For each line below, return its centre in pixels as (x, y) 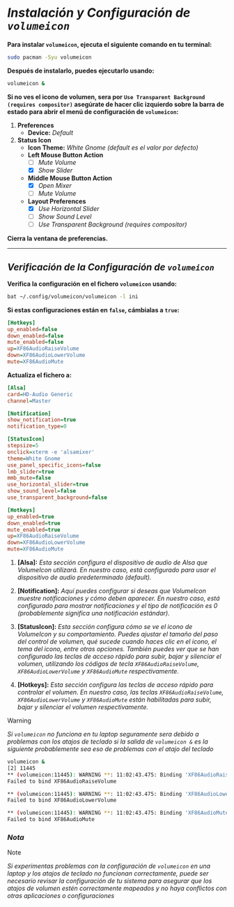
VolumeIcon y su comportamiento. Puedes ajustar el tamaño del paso (117, 634)
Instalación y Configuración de (99, 13)
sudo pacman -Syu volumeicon (49, 57)
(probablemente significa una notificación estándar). (93, 614)
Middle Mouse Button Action (70, 178)
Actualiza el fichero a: (39, 375)
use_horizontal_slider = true (48, 485)
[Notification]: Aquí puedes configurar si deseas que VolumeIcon (112, 591)
